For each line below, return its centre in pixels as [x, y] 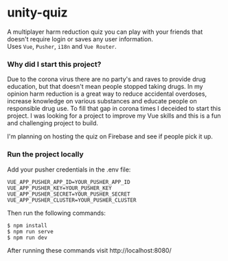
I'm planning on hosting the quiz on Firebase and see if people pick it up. [110, 136]
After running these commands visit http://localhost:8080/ [89, 250]
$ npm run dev [27, 238]
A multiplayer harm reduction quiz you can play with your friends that [105, 32]
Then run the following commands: [57, 213]
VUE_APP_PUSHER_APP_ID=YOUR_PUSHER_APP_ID [69, 182]
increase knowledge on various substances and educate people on [102, 101]
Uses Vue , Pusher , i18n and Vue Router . [62, 46]
